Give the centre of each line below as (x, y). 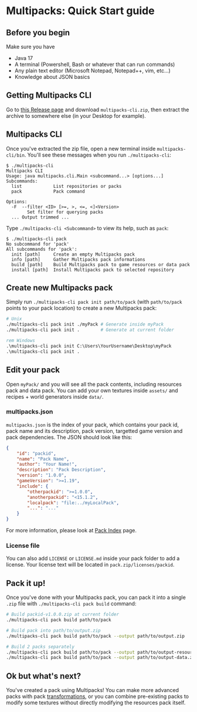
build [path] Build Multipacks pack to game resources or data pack (101, 264)
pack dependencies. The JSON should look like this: (69, 437)
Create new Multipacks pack (60, 288)
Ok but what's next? (43, 676)
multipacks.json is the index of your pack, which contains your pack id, (93, 425)
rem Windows (21, 341)
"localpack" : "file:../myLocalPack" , (73, 503)
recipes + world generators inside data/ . (55, 396)
